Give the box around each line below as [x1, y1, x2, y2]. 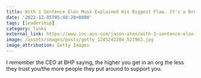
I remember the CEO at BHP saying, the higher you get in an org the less [6, 58, 184, 66]
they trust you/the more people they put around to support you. [6, 65, 162, 72]
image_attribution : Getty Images [6, 43, 90, 49]
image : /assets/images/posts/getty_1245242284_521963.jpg [6, 37, 154, 43]
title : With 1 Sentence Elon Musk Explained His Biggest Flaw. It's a [6, 8, 186, 15]
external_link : [6, 31, 44, 37]
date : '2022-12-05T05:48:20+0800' [6, 14, 93, 20]
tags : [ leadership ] [6, 20, 55, 26]
